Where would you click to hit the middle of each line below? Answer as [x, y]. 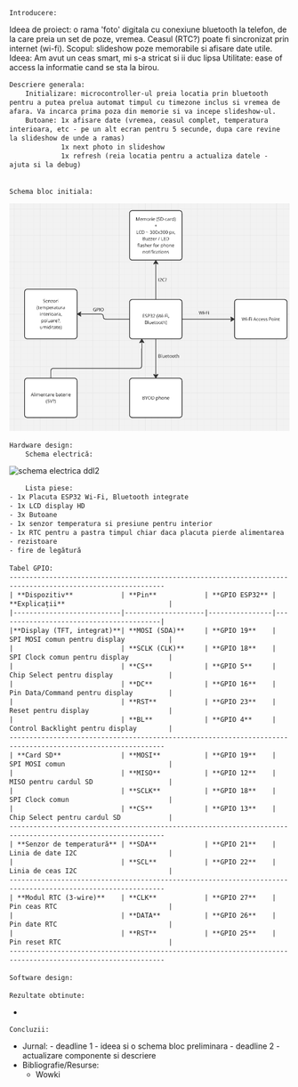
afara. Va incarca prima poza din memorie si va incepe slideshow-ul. [143, 111]
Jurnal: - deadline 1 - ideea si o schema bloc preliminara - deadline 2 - [151, 1046]
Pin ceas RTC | [91, 907]
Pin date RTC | [91, 925]
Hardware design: [41, 446]
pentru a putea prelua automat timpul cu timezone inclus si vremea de [145, 102]
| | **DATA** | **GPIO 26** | [143, 916]
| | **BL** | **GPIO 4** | [143, 720]
